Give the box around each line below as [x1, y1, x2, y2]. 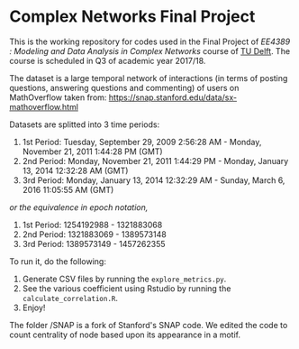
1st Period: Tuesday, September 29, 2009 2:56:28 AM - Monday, [22, 136, 262, 147]
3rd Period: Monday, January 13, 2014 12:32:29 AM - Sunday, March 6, [22, 174, 285, 186]
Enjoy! [22, 302, 46, 313]
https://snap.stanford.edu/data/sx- [108, 92, 237, 103]
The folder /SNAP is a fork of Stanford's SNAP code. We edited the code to [9, 319, 288, 330]
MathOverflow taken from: [9, 92, 107, 103]
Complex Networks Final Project [9, 6, 256, 27]
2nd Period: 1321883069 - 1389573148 [22, 228, 167, 240]
